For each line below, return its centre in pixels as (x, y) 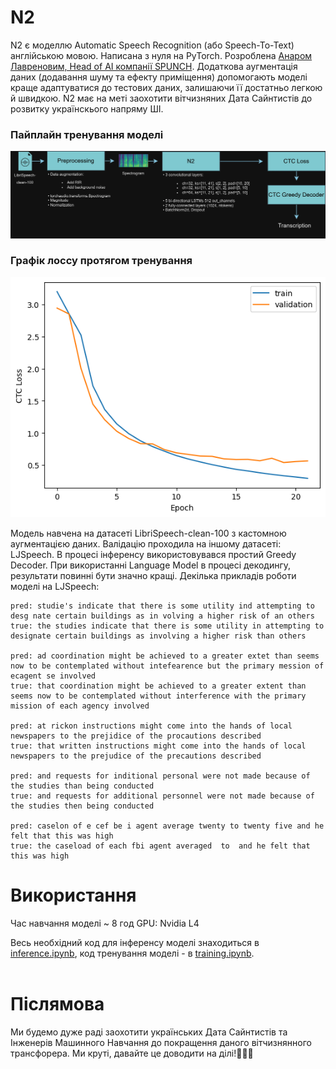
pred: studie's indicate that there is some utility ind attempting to (162, 606)
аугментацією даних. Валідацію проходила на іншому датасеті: (146, 543)
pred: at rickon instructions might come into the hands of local (151, 726)
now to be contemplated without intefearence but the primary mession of (167, 666)
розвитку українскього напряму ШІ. (87, 108)
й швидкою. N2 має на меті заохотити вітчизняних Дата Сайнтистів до (161, 98)
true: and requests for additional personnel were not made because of (162, 796)
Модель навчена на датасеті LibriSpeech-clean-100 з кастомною (148, 533)
